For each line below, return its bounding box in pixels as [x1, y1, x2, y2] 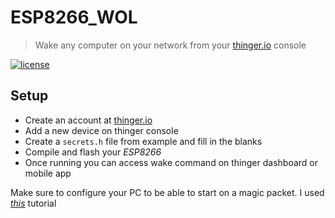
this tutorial [10, 197, 57, 209]
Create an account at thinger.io [24, 114, 153, 126]
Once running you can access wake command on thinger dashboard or [24, 156, 319, 168]
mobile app [24, 167, 72, 179]
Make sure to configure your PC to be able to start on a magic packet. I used [10, 186, 325, 198]
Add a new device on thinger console [24, 124, 179, 136]
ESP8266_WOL [10, 6, 138, 29]
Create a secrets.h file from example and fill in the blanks [24, 135, 263, 147]
